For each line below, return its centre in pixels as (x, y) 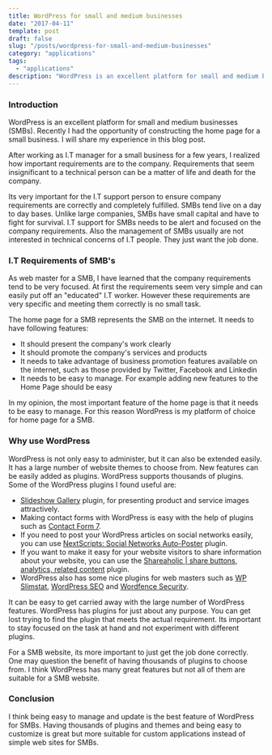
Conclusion (32, 699)
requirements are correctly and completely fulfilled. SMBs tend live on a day (135, 205)
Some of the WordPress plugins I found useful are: (92, 484)
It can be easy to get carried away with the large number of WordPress (127, 602)
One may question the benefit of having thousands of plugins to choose (128, 660)
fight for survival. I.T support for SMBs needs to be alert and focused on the (135, 222)
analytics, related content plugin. (74, 569)
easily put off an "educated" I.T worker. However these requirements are (130, 296)
